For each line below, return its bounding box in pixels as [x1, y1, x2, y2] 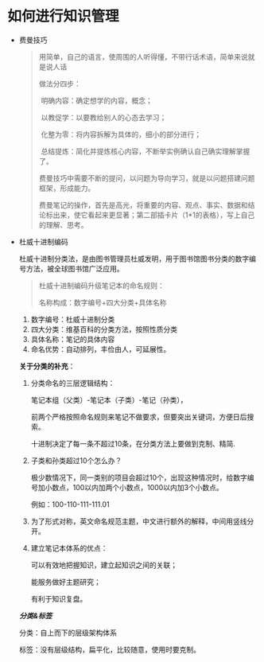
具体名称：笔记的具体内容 [30, 334, 115, 344]
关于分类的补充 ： [18, 361, 76, 371]
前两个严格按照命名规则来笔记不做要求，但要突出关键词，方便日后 [30, 411, 247, 422]
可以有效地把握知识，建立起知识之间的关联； [30, 560, 178, 570]
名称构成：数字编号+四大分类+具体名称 [38, 298, 168, 307]
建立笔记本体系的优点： [30, 543, 108, 553]
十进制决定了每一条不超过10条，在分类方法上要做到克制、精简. [30, 438, 236, 448]
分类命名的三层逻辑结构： [30, 378, 115, 387]
